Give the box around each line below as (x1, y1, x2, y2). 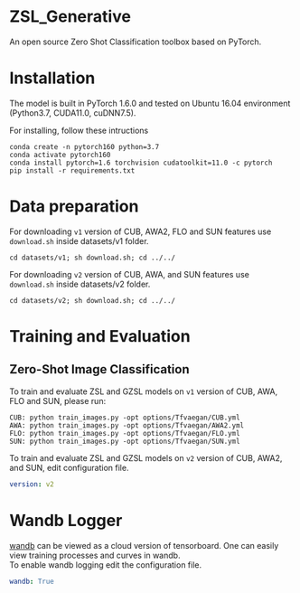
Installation (9, 68, 96, 89)
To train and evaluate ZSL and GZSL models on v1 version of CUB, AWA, (9, 386, 278, 397)
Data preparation (9, 196, 139, 217)
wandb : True (9, 577, 54, 586)
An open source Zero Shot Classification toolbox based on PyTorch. (9, 36, 262, 47)
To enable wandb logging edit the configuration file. (9, 559, 202, 570)
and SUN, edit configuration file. (9, 462, 129, 473)
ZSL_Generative (9, 6, 131, 27)
